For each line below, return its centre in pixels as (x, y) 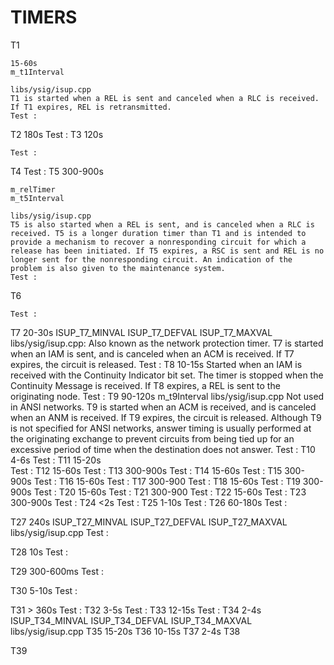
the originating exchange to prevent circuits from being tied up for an (152, 438)
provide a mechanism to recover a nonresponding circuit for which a (158, 242)
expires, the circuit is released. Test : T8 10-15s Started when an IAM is (156, 364)
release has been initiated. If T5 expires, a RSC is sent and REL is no (167, 251)
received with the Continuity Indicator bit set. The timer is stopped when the (167, 375)
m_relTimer (33, 189)
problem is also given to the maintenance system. (118, 268)
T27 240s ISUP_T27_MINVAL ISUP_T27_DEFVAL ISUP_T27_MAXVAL (149, 522)
